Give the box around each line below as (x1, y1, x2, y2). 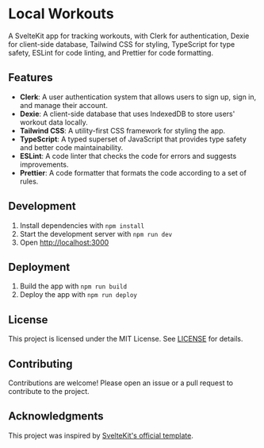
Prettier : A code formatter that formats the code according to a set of (19, 168, 247, 177)
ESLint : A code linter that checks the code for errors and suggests (19, 151, 237, 160)
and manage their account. (19, 100, 109, 110)
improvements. (19, 160, 69, 169)
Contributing (8, 357, 73, 370)
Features (8, 71, 53, 84)
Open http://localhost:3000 (19, 238, 109, 247)
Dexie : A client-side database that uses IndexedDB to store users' (19, 109, 235, 118)
